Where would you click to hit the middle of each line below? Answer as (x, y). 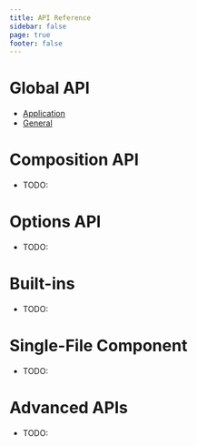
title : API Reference (50, 18)
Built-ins (42, 284)
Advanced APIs (69, 408)
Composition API (74, 160)
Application (44, 114)
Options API (55, 222)
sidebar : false (38, 26)
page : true (30, 35)
